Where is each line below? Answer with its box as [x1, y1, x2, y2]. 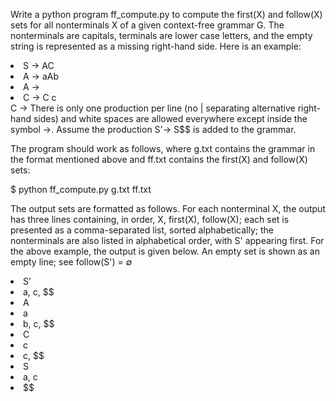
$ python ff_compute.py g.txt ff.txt [10, 184, 152, 195]
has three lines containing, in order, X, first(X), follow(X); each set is [10, 214, 290, 225]
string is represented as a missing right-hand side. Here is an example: [10, 40, 302, 52]
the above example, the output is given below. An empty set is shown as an [10, 245, 320, 257]
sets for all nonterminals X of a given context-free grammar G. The [10, 19, 285, 31]
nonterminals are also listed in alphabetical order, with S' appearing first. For [10, 235, 325, 246]
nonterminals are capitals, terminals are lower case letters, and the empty [10, 30, 313, 41]
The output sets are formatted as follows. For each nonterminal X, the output [10, 203, 326, 214]
